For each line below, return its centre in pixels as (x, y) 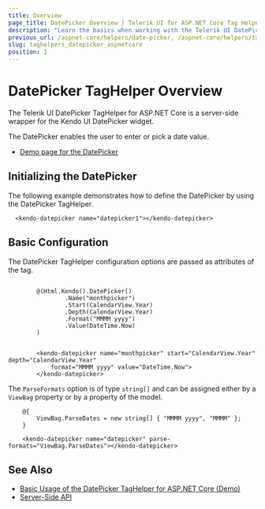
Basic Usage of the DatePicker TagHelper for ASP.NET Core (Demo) (130, 489)
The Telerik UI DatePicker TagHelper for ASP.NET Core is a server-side (123, 113)
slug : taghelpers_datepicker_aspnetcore (76, 45)
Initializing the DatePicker (73, 177)
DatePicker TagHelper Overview (116, 91)
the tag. (21, 269)
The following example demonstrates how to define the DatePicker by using (131, 195)
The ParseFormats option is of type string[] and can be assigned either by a (132, 388)
